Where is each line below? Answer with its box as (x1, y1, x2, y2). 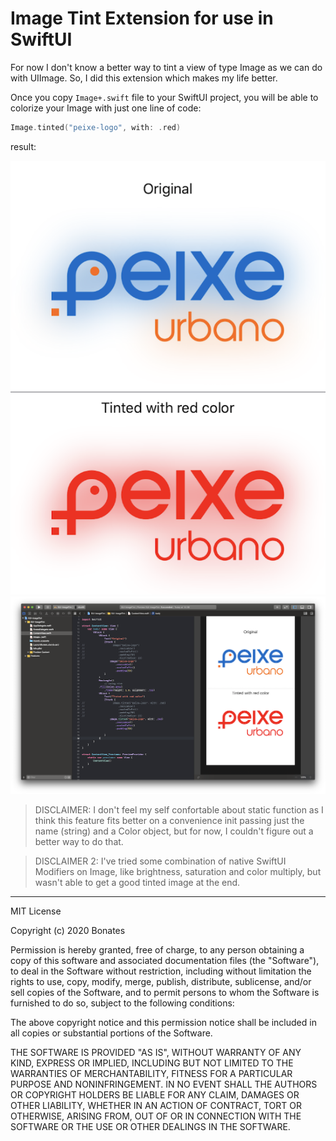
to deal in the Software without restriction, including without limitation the (10, 965, 312, 977)
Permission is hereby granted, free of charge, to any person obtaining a (10, 943, 305, 956)
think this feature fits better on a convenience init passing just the (34, 814, 305, 826)
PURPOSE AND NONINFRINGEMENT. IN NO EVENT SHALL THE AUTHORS (10, 1078, 318, 1090)
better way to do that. (34, 835, 124, 847)
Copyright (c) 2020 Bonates (10, 924, 126, 936)
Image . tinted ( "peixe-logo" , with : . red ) (10, 122, 182, 132)
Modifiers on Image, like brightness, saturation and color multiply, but (34, 865, 322, 877)
